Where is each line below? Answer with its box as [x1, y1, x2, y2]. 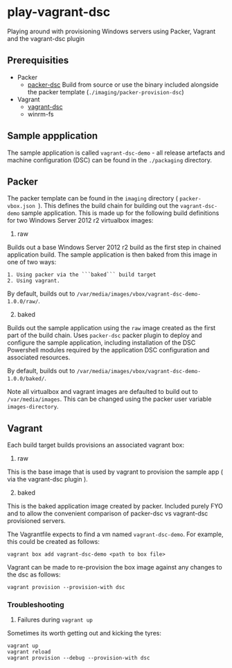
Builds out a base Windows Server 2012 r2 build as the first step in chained [7, 243, 222, 252]
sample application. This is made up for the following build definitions [21, 209, 220, 217]
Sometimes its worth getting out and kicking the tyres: [7, 629, 161, 637]
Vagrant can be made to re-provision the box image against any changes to [7, 563, 223, 572]
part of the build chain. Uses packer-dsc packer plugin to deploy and [7, 331, 202, 340]
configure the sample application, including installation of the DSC [7, 339, 196, 347]
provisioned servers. [7, 517, 66, 525]
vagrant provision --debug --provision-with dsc [7, 655, 150, 662]
